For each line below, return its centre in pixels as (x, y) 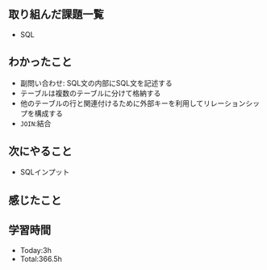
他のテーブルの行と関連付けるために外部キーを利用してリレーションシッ (140, 103)
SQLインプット (45, 172)
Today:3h (36, 250)
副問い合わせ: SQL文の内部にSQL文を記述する (96, 82)
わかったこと (40, 62)
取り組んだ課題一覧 (56, 15)
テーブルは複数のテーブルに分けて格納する (90, 93)
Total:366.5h (41, 259)
